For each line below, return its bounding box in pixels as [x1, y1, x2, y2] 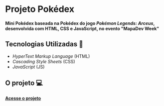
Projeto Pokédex [5, 3, 75, 15]
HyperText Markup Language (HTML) [12, 53, 90, 59]
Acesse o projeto [5, 95, 41, 101]
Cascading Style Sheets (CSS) [12, 58, 76, 64]
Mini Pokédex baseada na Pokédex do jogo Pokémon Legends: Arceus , [5, 20, 155, 26]
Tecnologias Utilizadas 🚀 [5, 40, 83, 48]
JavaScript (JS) [12, 64, 45, 70]
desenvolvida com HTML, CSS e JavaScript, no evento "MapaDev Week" [5, 25, 160, 31]
